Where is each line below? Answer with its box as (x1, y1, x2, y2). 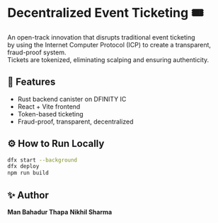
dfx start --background (7, 156, 78, 164)
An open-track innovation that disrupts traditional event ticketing (7, 32, 196, 42)
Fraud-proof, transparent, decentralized (17, 117, 134, 126)
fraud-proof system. (7, 48, 67, 56)
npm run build (7, 169, 50, 176)
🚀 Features (7, 76, 56, 88)
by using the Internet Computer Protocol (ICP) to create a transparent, (7, 40, 211, 49)
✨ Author (7, 189, 50, 201)
